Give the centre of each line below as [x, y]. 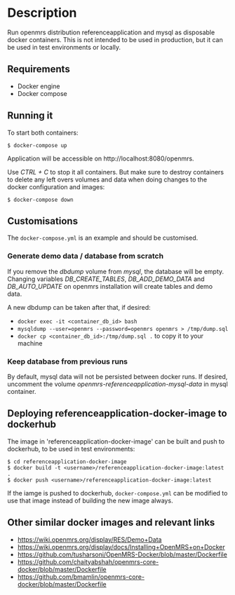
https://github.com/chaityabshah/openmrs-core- [88, 561]
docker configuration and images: [56, 186]
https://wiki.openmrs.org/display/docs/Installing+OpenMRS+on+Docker [121, 547]
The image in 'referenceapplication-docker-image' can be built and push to [116, 441]
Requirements [39, 69]
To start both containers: [43, 132]
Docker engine [39, 86]
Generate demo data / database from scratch [85, 256]
